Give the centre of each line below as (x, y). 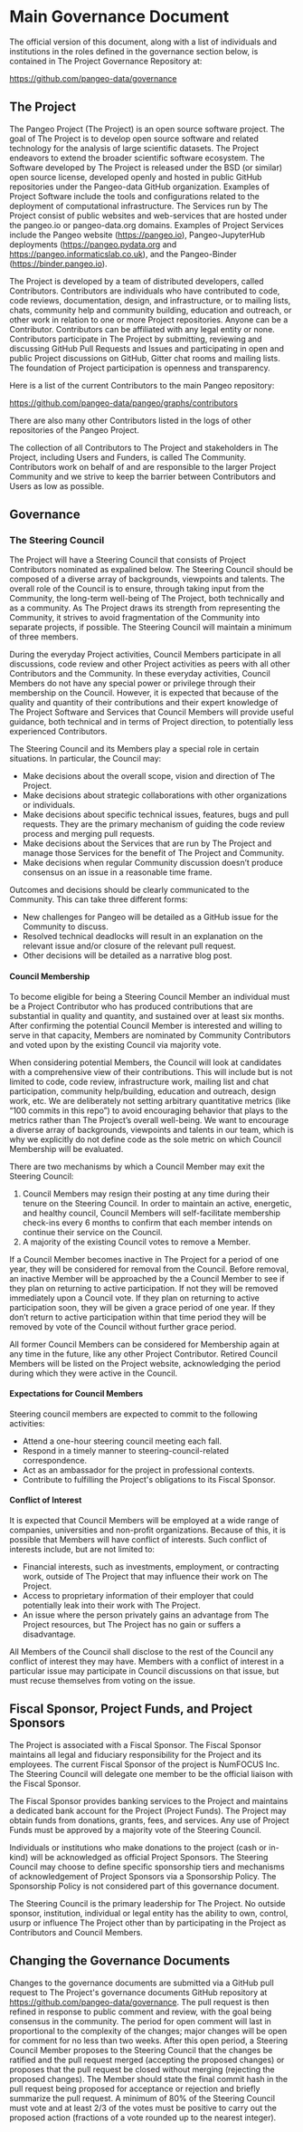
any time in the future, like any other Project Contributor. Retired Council (144, 1354)
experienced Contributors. (58, 732)
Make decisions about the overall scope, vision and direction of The (149, 776)
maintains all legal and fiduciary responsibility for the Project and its (136, 1754)
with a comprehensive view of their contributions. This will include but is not (151, 1071)
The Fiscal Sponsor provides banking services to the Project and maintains (149, 1801)
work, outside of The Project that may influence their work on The (145, 1577)
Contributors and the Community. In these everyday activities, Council (140, 674)
